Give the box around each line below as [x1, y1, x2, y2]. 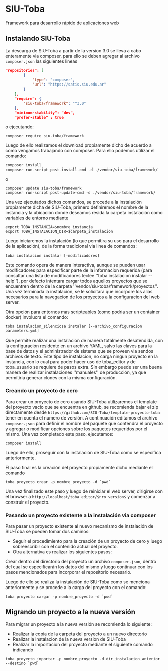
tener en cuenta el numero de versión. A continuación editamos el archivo [5, 414, 158, 421]
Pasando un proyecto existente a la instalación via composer [5, 512, 156, 519]
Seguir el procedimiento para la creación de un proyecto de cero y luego [12, 538, 163, 544]
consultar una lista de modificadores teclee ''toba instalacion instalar [5, 273, 147, 279]
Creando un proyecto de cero [5, 387, 78, 394]
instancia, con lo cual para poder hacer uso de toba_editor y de [5, 359, 136, 365]
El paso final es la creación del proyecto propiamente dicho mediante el [5, 464, 153, 470]
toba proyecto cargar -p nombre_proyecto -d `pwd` [5, 594, 113, 599]
